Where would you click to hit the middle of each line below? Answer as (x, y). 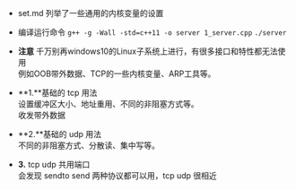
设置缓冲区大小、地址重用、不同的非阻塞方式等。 (108, 104)
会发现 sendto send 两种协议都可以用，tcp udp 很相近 (117, 176)
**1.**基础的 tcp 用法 (57, 93)
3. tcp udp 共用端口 (54, 164)
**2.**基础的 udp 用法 (59, 134)
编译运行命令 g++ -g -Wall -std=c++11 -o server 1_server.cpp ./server (152, 32)
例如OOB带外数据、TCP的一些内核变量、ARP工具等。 (117, 73)
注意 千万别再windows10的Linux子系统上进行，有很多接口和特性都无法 (148, 51)
